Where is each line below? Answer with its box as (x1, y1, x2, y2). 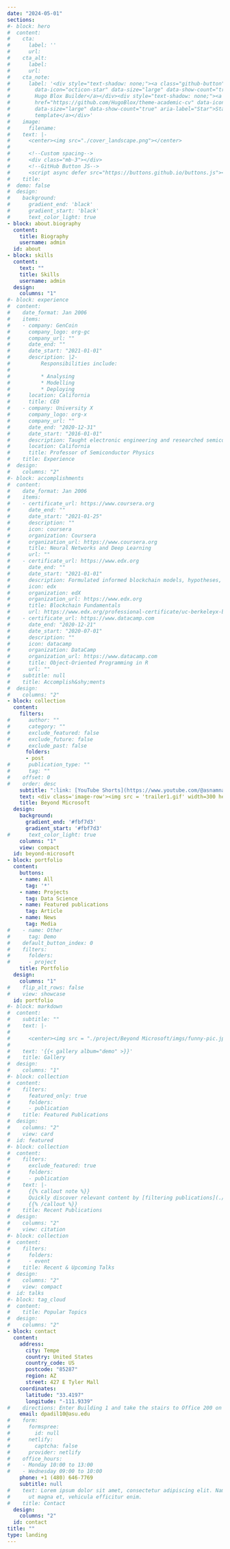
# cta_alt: (7, 55, 48, 62)
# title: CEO (7, 399, 60, 405)
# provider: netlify (7, 1449, 81, 1456)
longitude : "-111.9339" (25, 1398, 94, 1405)
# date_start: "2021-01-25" (7, 513, 103, 520)
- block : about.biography (7, 220, 81, 227)
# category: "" (7, 723, 66, 730)
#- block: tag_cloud (7, 1296, 66, 1303)
